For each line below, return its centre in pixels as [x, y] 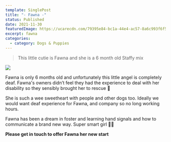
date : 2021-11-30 [24, 24]
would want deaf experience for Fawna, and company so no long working [82, 103]
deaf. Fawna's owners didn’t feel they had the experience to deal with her [82, 83]
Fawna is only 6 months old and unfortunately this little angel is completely [83, 77]
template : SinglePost [28, 10]
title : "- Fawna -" [26, 15]
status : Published [25, 19]
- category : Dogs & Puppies [40, 43]
